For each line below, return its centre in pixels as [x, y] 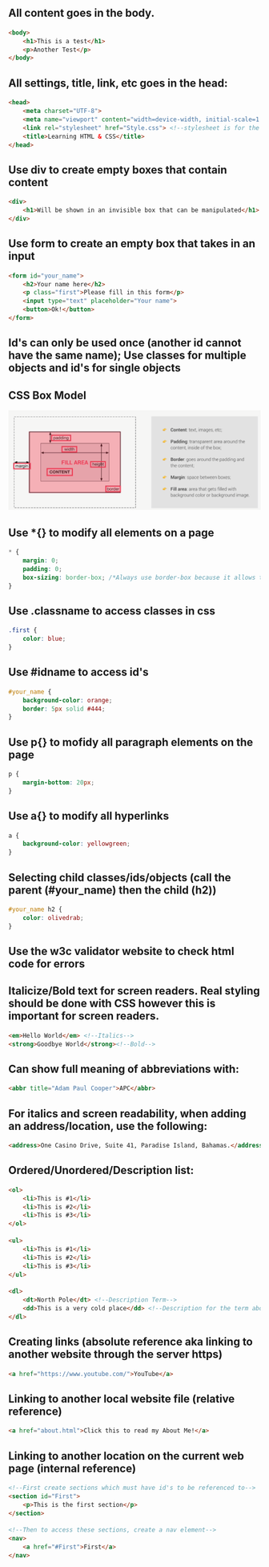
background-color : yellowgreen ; [76, 844]
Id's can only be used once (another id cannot [125, 343]
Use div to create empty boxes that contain [118, 170]
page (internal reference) [72, 1468]
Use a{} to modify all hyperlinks [89, 816]
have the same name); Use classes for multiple [127, 356]
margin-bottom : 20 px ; [58, 783]
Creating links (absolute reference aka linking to [131, 1342]
